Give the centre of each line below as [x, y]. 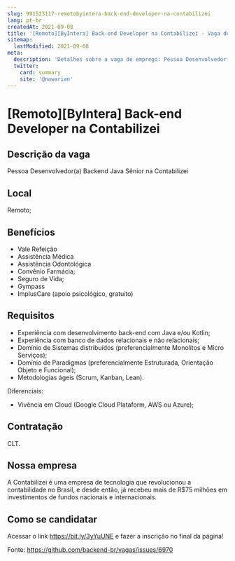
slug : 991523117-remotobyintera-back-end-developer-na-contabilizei [109, 14]
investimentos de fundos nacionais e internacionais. [82, 497]
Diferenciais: [25, 391]
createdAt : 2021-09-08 [40, 27]
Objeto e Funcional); [47, 370]
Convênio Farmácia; [46, 271]
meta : [15, 53]
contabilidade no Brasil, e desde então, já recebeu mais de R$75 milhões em [117, 490]
